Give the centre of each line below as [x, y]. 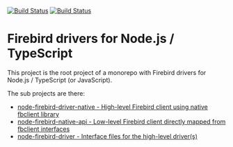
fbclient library [38, 114]
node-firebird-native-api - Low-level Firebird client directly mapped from [121, 121]
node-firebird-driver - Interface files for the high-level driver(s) [107, 136]
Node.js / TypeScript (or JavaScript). [60, 80]
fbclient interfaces [43, 129]
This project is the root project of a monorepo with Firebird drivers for [107, 72]
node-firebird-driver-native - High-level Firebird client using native [113, 107]
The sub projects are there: [46, 93]
